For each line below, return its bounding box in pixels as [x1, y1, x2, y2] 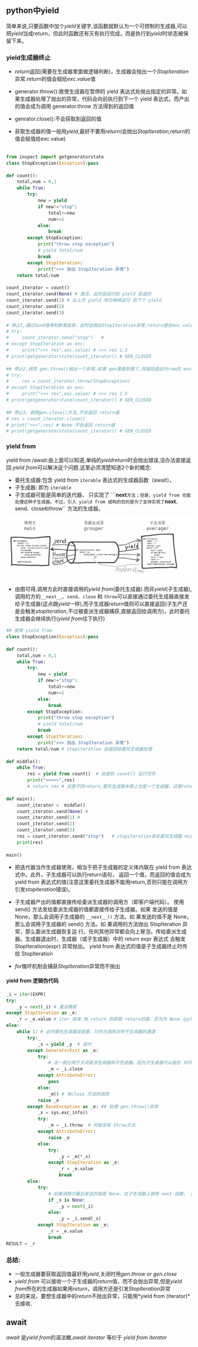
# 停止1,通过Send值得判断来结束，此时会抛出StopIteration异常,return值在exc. [6, 322, 183, 328]
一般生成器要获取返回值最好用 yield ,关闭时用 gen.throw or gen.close [14, 1270, 177, 1277]
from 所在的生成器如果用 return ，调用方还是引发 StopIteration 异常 [14, 1285, 171, 1292]
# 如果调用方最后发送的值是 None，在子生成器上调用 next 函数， [48, 1190, 188, 1197]
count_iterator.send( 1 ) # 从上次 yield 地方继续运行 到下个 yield [6, 297, 162, 303]
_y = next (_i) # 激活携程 [16, 1004, 77, 1010]
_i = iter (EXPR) [6, 991, 46, 997]
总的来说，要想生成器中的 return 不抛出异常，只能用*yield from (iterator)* [14, 1292, 190, 1299]
